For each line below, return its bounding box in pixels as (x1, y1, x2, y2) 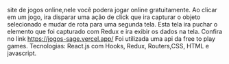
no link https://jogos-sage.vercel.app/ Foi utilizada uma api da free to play (7, 35, 216, 43)
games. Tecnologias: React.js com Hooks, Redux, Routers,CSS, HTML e (7, 42, 209, 50)
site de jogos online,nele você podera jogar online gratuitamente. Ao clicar (7, 6, 217, 14)
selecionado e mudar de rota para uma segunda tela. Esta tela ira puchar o (7, 20, 218, 28)
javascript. (7, 49, 37, 57)
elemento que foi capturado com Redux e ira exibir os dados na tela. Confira (7, 27, 223, 35)
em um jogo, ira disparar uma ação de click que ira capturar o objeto (7, 13, 201, 21)
